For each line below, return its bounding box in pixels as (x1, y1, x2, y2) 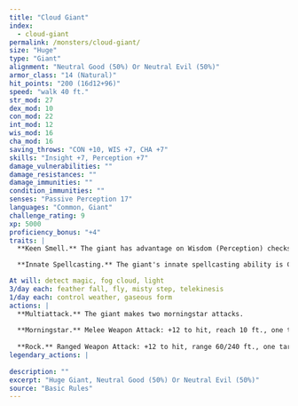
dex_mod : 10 (9, 104, 53, 113)
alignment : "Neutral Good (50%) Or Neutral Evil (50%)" (9, 63, 220, 72)
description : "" (9, 367, 69, 376)
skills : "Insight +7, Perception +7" (9, 153, 149, 163)
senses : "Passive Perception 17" (9, 195, 133, 204)
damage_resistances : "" (9, 170, 98, 179)
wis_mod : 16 (9, 129, 53, 138)
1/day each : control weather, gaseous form (9, 292, 173, 302)
